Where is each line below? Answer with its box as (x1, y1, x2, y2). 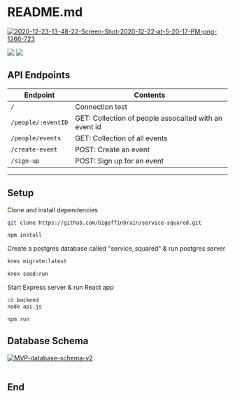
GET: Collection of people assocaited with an (74, 113, 222, 123)
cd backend (7, 297, 39, 304)
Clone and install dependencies (7, 205, 98, 214)
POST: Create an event (74, 145, 150, 154)
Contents (134, 90, 166, 100)
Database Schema (7, 335, 89, 347)
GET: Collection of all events (74, 133, 168, 143)
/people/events (10, 134, 62, 142)
